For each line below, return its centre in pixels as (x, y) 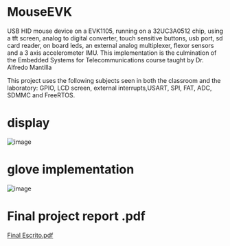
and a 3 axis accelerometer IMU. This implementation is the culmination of (112, 53)
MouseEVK (40, 12)
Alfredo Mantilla (30, 67)
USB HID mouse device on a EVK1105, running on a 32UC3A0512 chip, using (115, 31)
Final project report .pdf (76, 216)
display (28, 123)
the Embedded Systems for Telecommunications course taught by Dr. (105, 60)
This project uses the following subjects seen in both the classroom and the (114, 80)
